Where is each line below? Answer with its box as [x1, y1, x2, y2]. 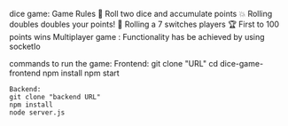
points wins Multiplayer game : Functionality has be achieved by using [9, 32, 265, 42]
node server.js [9, 108, 66, 117]
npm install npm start [43, 67, 120, 78]
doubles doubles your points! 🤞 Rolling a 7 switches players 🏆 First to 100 [9, 19, 280, 29]
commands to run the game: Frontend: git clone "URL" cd [9, 59, 219, 68]
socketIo [9, 41, 42, 51]
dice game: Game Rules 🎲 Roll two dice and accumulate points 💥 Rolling [9, 9, 273, 19]
